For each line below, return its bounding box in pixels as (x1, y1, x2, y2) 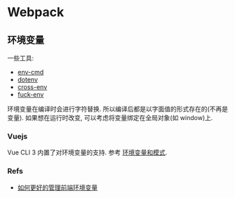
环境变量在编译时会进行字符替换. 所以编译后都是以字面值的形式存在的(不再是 (7, 105, 229, 113)
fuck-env (17, 91, 44, 98)
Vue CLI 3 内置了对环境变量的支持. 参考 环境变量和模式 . (7, 148, 168, 157)
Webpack (7, 4, 65, 20)
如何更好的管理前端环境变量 (17, 183, 98, 192)
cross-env (17, 83, 48, 91)
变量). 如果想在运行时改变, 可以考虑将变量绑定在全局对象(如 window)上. (7, 114, 213, 121)
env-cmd (17, 68, 44, 76)
